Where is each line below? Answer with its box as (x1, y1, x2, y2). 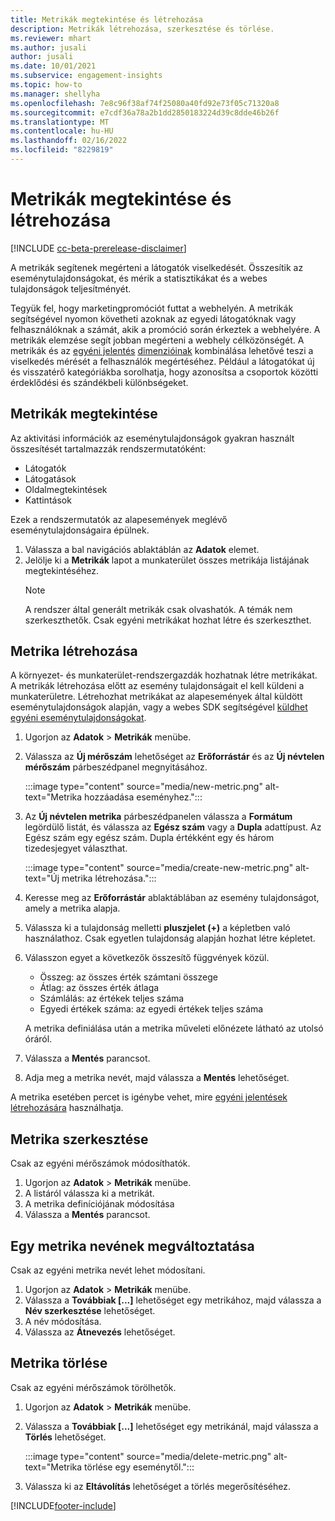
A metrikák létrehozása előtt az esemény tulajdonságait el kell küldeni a (10, 680, 305, 692)
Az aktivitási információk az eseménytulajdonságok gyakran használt (10, 432, 295, 444)
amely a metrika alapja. (24, 902, 121, 915)
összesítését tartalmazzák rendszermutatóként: (10, 442, 207, 455)
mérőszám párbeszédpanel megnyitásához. (24, 761, 208, 773)
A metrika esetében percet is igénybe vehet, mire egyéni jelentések (10, 1091, 288, 1103)
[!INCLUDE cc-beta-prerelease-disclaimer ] (10, 242, 187, 254)
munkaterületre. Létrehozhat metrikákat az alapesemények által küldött (10, 691, 303, 703)
